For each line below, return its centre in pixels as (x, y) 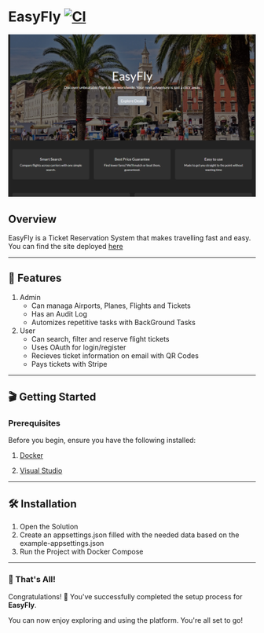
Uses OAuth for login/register (79, 347)
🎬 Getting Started (52, 397)
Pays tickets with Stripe (69, 364)
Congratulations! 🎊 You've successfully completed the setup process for (125, 596)
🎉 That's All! (32, 580)
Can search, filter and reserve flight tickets (100, 338)
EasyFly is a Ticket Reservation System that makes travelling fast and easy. (130, 238)
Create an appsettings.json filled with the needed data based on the (129, 535)
